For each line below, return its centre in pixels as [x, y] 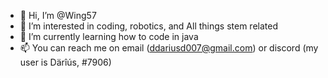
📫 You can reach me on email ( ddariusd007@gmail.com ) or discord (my [169, 48]
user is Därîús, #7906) [65, 62]
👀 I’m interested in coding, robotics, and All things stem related [149, 26]
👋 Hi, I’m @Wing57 [58, 15]
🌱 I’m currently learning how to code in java [109, 36]
